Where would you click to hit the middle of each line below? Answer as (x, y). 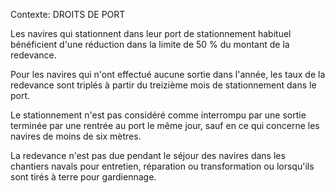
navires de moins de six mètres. (76, 136)
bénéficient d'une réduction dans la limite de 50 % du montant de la (150, 44)
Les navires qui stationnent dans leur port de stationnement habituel (151, 33)
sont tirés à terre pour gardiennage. (83, 177)
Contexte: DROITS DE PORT (68, 14)
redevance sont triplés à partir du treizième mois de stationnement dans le (163, 85)
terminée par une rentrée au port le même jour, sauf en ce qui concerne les (165, 125)
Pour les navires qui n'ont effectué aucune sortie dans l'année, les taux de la (168, 74)
